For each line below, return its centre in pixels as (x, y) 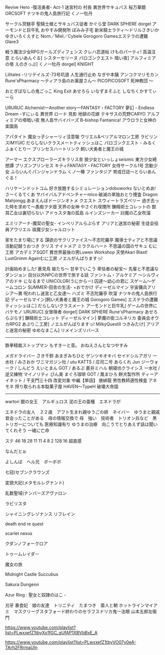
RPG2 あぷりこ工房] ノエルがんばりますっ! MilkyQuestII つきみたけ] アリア (84, 324)
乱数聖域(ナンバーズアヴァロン (36, 493)
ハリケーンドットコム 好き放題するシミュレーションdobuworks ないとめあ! (81, 188)
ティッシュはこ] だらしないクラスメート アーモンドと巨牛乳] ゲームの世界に (81, 306)
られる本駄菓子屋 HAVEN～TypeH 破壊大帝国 (73, 387)
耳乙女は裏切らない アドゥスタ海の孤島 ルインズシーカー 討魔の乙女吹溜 (78, 213)
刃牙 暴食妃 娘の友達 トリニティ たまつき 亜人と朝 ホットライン (75, 605)
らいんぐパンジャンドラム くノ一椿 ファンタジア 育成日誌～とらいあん (85, 172)
